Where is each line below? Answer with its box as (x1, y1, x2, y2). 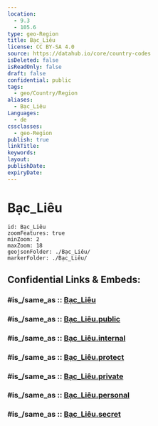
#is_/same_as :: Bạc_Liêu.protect (7, 352, 125, 362)
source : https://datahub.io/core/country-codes (7, 50, 152, 58)
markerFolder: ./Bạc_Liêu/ (7, 254, 88, 262)
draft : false (7, 70, 46, 77)
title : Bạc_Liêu (7, 37, 56, 44)
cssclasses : (7, 122, 43, 130)
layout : (7, 156, 31, 164)
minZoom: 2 (7, 235, 40, 243)
